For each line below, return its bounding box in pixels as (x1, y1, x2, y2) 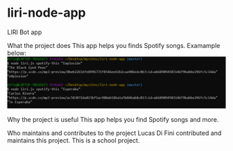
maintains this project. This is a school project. (7, 136, 140, 144)
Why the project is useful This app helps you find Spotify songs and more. (7, 115, 219, 123)
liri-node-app (7, 5, 86, 21)
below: (7, 49, 26, 57)
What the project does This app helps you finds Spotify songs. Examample (7, 41, 221, 49)
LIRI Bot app (7, 28, 42, 36)
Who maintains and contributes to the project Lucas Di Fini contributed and (7, 129, 222, 137)
